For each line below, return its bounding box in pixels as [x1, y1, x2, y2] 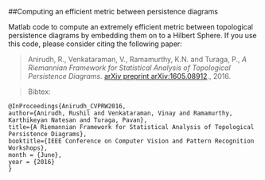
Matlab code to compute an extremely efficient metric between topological [8, 22, 253, 31]
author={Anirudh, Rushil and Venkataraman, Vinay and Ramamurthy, [8, 109, 233, 117]
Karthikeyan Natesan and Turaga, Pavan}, [8, 116, 148, 124]
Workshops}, [8, 144, 48, 152]
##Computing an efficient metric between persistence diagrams [8, 7, 219, 16]
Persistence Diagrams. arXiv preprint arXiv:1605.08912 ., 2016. [27, 72, 232, 80]
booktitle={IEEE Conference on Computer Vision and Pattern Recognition [8, 137, 255, 145]
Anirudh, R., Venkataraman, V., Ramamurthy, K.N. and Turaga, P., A [27, 55, 247, 64]
